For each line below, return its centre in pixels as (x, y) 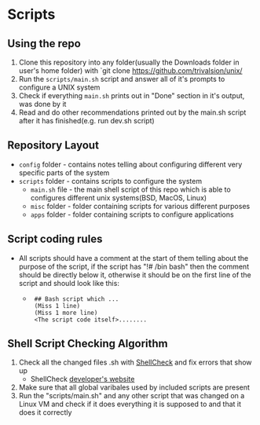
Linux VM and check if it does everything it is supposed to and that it (130, 404)
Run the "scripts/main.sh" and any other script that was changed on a (132, 396)
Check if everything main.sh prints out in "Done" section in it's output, (132, 95)
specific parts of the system (64, 172)
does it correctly (45, 412)
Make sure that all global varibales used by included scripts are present (134, 387)
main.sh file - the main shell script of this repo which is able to (130, 189)
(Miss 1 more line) (66, 313)
